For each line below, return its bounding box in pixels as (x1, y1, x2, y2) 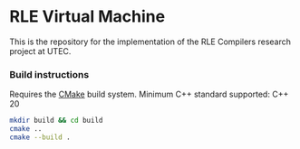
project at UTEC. (9, 45, 72, 56)
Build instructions (9, 68, 90, 80)
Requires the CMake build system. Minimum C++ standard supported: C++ (9, 88, 289, 100)
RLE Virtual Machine (9, 6, 166, 27)
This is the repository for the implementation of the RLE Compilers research (9, 36, 292, 47)
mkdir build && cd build (9, 116, 103, 126)
